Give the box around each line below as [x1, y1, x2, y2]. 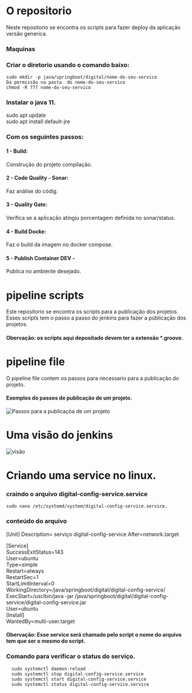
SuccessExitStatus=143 [6, 548, 64, 555]
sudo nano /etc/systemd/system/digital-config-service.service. [6, 503, 168, 509]
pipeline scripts [6, 289, 84, 302]
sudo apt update [6, 111, 46, 119]
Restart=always [6, 567, 44, 574]
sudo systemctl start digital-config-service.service [11, 676, 147, 682]
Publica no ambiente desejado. [6, 268, 82, 275]
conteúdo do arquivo [6, 517, 67, 525]
